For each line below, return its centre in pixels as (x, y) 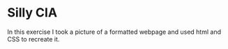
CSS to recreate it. (33, 39)
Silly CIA (32, 13)
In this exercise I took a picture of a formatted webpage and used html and (114, 32)
